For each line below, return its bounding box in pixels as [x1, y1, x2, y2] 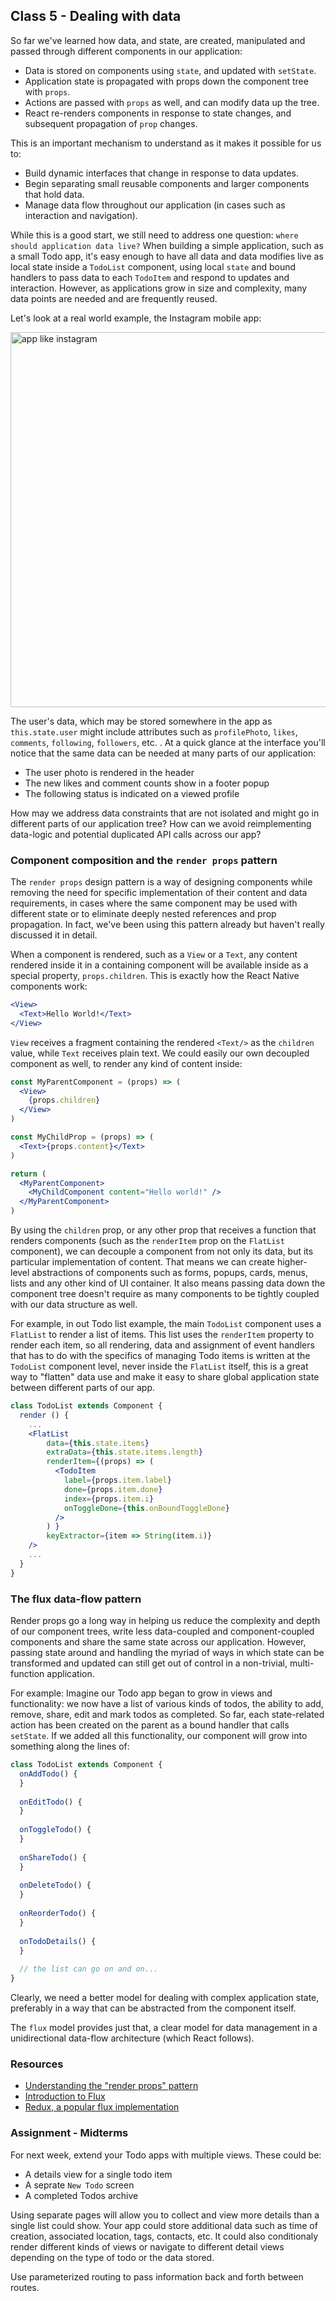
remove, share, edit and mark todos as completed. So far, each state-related [10, 1709, 325, 1721]
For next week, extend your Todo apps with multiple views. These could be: [10, 2149, 322, 2161]
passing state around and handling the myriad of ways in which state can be [10, 1647, 325, 1659]
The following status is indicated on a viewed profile [24, 787, 240, 799]
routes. [10, 2281, 40, 2293]
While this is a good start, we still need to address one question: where [10, 229, 299, 241]
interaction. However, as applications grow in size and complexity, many [10, 282, 308, 294]
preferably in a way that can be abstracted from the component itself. [10, 2002, 297, 2014]
